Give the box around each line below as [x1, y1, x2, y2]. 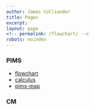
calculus [14, 76, 36, 84]
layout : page [6, 25, 39, 32]
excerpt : [6, 20, 28, 26]
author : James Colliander [6, 8, 70, 15]
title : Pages [6, 14, 39, 20]
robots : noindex [6, 36, 46, 42]
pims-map [14, 82, 40, 90]
